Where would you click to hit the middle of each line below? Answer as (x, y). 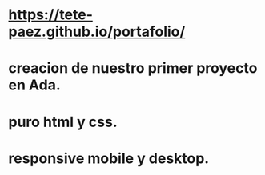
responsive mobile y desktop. (109, 158)
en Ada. (35, 85)
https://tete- (51, 15)
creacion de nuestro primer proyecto (133, 68)
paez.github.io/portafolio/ (97, 32)
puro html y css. (63, 122)
